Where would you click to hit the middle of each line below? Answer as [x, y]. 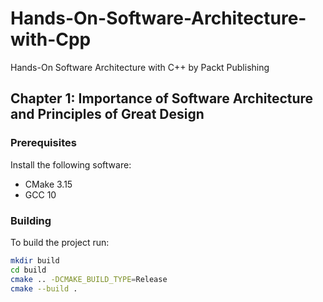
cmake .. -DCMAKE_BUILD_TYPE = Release [89, 279]
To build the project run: [60, 242]
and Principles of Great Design [107, 114]
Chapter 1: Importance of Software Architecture [162, 98]
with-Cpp [51, 39]
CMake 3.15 [48, 184]
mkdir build [35, 260]
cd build [28, 270]
